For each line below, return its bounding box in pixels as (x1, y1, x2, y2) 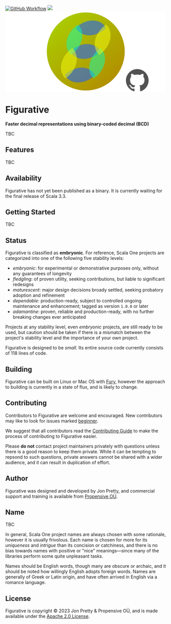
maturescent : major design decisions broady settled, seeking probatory (12, 287, 163, 293)
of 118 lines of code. (5, 350, 47, 356)
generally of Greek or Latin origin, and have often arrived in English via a (5, 574, 157, 580)
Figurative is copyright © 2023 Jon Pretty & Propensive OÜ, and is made (5, 608, 158, 614)
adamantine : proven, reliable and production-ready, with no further (12, 308, 154, 315)
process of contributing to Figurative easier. (5, 433, 97, 439)
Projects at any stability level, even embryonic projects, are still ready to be (5, 324, 163, 330)
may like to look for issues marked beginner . (5, 417, 99, 424)
